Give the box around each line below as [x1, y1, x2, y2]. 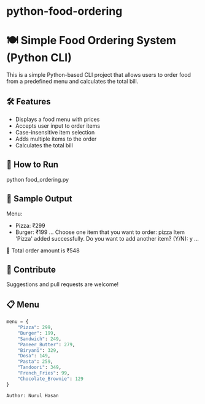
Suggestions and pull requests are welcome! [6, 281, 119, 288]
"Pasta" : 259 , [17, 359, 53, 365]
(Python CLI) [6, 51, 72, 65]
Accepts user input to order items [15, 122, 100, 130]
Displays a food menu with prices [15, 115, 100, 123]
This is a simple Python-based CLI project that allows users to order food [6, 71, 191, 79]
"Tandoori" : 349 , [17, 364, 62, 371]
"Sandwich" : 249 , [17, 336, 62, 342]
